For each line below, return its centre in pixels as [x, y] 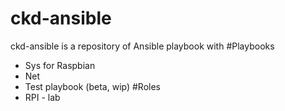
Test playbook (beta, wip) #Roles [92, 86]
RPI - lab [42, 97]
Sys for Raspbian [60, 65]
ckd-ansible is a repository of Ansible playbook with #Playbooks [142, 46]
